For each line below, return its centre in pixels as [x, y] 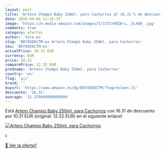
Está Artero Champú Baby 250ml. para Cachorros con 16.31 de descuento [80, 111]
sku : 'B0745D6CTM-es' [27, 46]
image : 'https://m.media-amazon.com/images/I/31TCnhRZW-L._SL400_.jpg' [80, 23]
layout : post [19, 10]
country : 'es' [20, 74]
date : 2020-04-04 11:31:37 [33, 19]
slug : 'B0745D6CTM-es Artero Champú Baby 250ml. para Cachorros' [74, 42]
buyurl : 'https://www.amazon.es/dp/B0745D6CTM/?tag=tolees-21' [72, 88]
